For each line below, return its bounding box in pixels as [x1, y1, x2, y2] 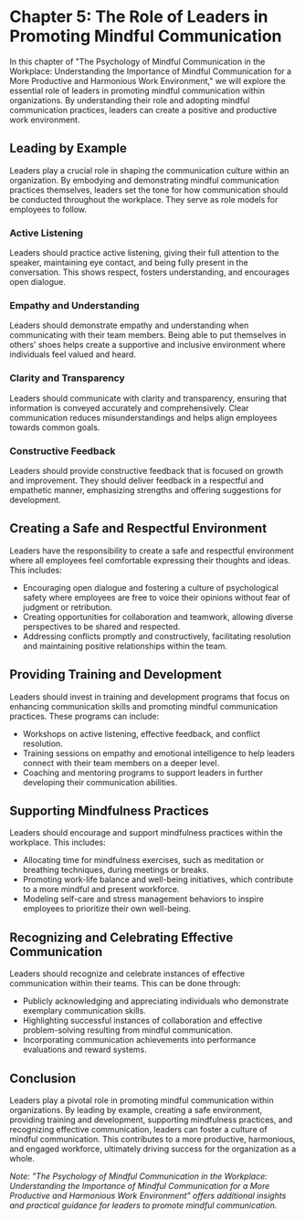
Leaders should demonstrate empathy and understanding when [9, 320, 249, 331]
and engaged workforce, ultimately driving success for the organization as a [9, 1143, 297, 1154]
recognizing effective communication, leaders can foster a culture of [9, 1124, 268, 1134]
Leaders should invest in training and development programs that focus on [9, 691, 290, 702]
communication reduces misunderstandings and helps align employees [9, 412, 278, 423]
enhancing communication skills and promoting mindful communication [9, 700, 279, 711]
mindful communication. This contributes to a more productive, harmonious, [9, 1134, 296, 1144]
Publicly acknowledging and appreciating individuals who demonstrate [22, 995, 289, 1006]
